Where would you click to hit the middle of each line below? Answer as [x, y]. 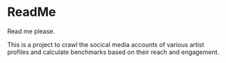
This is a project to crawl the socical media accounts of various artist [106, 44]
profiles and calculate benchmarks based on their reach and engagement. [113, 52]
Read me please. [31, 31]
